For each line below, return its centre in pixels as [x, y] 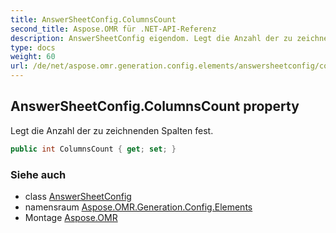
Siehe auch [38, 174]
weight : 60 [33, 57]
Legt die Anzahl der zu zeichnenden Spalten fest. [112, 130]
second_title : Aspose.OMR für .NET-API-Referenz [113, 29]
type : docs [33, 47]
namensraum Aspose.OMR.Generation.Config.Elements [138, 207]
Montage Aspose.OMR [71, 217]
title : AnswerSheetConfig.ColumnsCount [93, 19]
